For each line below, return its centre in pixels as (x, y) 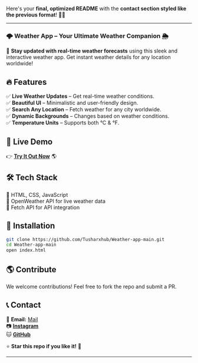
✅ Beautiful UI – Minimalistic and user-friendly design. (72, 103)
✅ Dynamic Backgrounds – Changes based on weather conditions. (88, 116)
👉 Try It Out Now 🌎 (32, 156)
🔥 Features (27, 82)
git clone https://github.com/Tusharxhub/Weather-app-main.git (85, 239)
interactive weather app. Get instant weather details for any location (88, 57)
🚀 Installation (31, 226)
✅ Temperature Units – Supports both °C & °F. (63, 123)
